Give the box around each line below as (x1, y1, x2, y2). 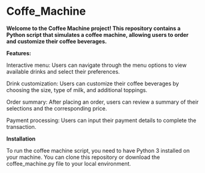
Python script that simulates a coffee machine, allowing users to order (6, 31, 189, 38)
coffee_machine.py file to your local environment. (6, 160, 132, 167)
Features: (6, 49, 32, 56)
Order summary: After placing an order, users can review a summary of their (6, 98, 199, 106)
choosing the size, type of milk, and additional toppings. (6, 86, 148, 93)
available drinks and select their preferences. (6, 67, 121, 75)
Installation (6, 135, 35, 142)
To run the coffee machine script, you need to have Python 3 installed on (6, 147, 190, 154)
